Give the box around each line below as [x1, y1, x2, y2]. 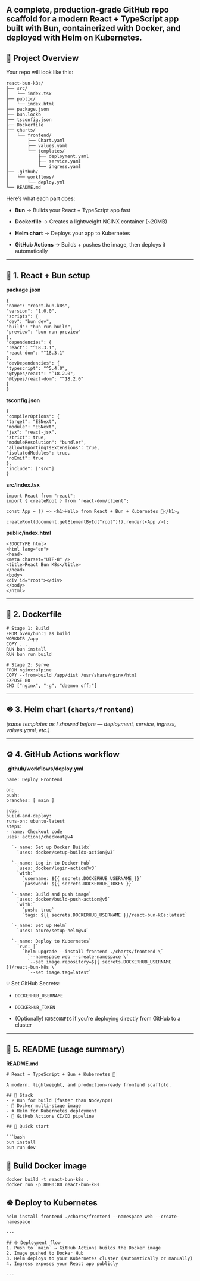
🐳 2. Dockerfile [6, 610, 62, 620]
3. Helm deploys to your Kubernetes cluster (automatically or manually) [6, 1255, 193, 1261]
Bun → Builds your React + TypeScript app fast [14, 207, 131, 214]
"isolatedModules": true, [6, 450, 70, 456]
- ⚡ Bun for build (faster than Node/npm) [6, 1097, 113, 1104]
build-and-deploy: [6, 813, 52, 819]
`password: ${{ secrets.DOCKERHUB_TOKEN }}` [21, 881, 135, 887]
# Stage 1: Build [6, 625, 49, 631]
